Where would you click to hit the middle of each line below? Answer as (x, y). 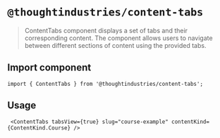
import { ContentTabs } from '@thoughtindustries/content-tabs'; (105, 84)
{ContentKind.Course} (39, 128)
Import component (49, 68)
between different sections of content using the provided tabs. (115, 45)
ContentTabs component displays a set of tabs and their (106, 30)
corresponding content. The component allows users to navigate (118, 38)
